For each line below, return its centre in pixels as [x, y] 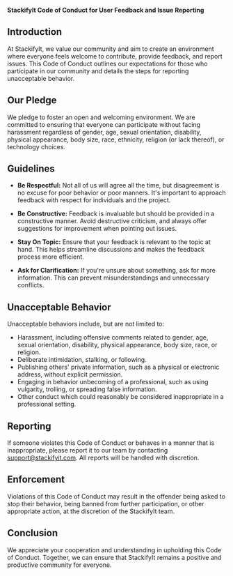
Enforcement [36, 479]
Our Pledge [32, 100]
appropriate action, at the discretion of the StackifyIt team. [91, 511]
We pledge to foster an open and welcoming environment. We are [102, 117]
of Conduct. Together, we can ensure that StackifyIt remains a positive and [114, 557]
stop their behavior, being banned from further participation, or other [106, 503]
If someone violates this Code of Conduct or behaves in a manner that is [111, 443]
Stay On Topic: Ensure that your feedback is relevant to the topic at [114, 242]
